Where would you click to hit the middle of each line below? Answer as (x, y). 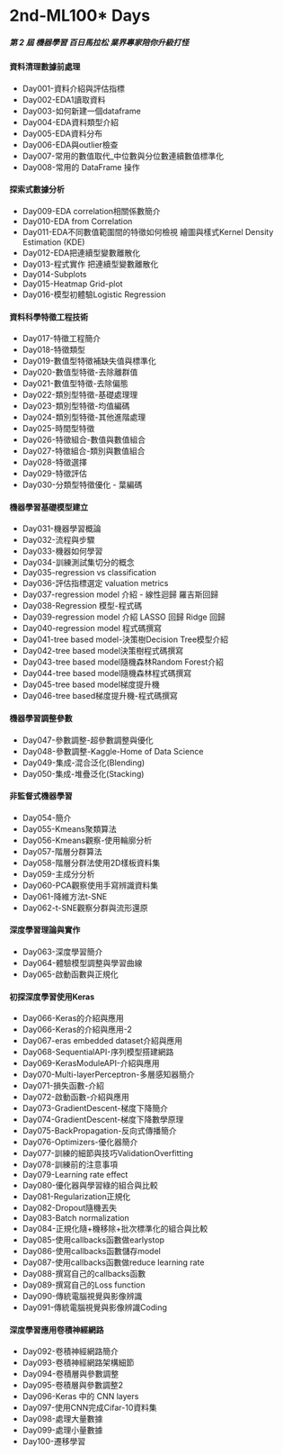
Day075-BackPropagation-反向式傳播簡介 (99, 1131)
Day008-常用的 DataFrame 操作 (81, 167)
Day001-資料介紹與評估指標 (74, 88)
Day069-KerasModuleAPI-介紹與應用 (91, 1063)
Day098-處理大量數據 (62, 1419)
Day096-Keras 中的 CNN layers (80, 1396)
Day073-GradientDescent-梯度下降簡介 (95, 1108)
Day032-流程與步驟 (58, 540)
